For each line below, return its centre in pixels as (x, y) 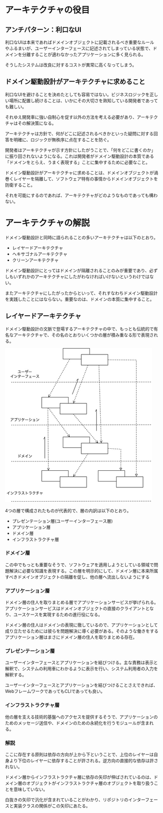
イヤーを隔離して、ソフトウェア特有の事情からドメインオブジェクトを (88, 178)
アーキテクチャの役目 (47, 10)
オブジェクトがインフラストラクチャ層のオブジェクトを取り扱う (90, 783)
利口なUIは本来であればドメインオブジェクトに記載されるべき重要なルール (80, 42)
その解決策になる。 (37, 123)
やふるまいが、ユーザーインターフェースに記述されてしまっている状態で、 (79, 48)
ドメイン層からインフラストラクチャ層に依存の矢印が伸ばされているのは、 (80, 777)
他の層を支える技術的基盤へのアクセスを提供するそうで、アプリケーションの (81, 717)
